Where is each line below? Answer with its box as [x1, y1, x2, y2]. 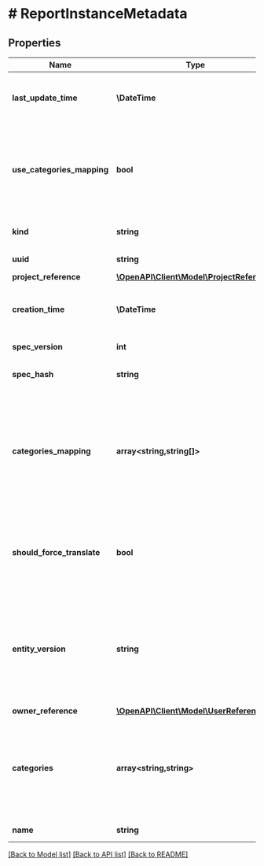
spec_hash [12, 369, 54, 379]
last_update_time [12, 92, 78, 103]
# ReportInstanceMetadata [8, 5, 188, 23]
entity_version [12, 643, 67, 654]
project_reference [12, 272, 81, 282]
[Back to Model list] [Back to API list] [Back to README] [8, 849, 189, 859]
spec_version [12, 342, 63, 352]
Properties [8, 36, 61, 50]
